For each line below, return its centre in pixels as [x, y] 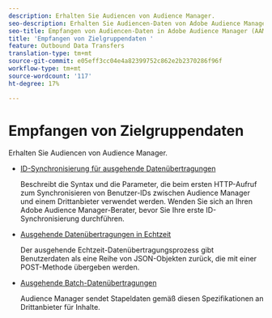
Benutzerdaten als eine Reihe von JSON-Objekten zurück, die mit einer [138, 259]
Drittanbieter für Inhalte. [60, 307]
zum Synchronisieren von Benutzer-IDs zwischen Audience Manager [135, 193]
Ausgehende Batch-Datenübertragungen [88, 283]
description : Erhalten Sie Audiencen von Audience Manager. [112, 16]
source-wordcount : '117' [50, 76]
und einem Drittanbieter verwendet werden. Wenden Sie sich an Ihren [136, 201]
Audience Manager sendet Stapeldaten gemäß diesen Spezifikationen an [142, 299]
